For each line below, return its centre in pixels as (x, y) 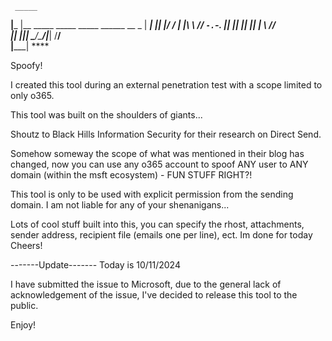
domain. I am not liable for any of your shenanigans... (120, 205)
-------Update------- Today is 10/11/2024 (95, 265)
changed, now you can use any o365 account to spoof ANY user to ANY (159, 164)
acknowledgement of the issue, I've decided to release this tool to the (154, 295)
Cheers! (26, 245)
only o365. (32, 95)
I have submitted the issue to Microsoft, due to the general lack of (146, 284)
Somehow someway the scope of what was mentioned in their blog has (157, 153)
